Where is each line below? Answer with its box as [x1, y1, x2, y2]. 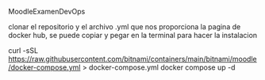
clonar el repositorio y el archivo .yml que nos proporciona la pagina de [8, 22, 241, 31]
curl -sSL [8, 46, 38, 55]
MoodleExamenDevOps [8, 7, 86, 16]
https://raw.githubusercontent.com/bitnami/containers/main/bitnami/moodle [8, 55, 257, 63]
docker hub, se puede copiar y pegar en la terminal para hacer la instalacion [8, 31, 258, 40]
